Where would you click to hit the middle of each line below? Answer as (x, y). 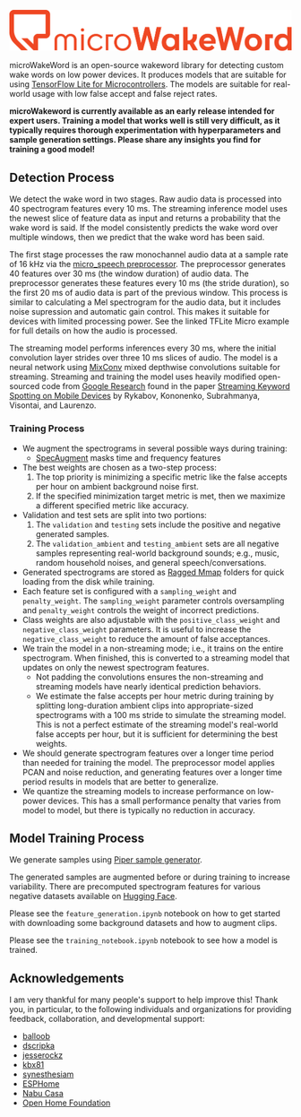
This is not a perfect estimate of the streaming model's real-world (157, 724)
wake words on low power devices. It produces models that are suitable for (148, 75)
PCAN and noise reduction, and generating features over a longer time (152, 772)
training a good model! (52, 150)
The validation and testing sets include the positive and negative (158, 524)
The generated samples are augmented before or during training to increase (150, 877)
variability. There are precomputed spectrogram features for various (135, 887)
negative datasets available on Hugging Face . (93, 896)
